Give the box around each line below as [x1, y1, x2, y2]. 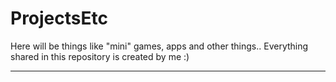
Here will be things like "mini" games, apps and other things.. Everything [10, 40, 309, 52]
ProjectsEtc [10, 7, 108, 30]
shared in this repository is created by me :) [10, 50, 190, 62]
